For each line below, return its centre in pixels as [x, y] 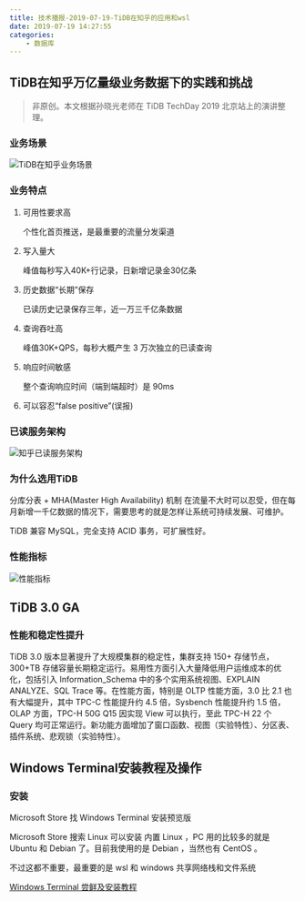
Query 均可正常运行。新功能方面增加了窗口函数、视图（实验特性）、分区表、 [152, 725]
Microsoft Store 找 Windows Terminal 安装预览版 [101, 817]
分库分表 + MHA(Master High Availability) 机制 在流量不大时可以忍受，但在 [149, 501]
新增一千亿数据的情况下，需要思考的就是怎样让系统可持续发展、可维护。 [152, 511]
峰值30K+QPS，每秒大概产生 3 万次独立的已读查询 [117, 348]
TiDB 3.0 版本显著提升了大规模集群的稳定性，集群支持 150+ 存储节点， [142, 657]
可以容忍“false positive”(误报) [78, 405]
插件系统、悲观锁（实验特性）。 [67, 736]
